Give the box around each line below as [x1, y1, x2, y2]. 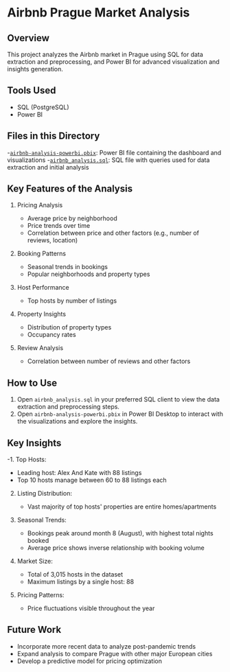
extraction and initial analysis [7, 163, 89, 171]
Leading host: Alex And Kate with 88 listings [16, 469, 142, 477]
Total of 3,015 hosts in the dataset [27, 570, 124, 579]
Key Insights [7, 437, 62, 449]
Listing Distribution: [16, 489, 73, 498]
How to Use [7, 377, 58, 389]
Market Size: [16, 557, 53, 566]
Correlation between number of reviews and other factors [27, 357, 191, 365]
